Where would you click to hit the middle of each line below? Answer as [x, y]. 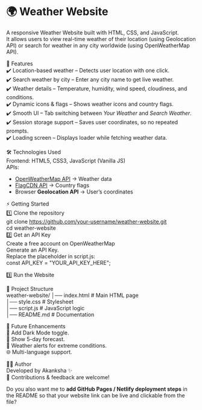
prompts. [17, 131]
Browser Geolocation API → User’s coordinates [74, 192]
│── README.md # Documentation [50, 314]
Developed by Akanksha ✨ [39, 370]
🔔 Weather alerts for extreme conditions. [57, 345]
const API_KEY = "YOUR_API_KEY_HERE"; [58, 262]
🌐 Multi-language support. [39, 352]
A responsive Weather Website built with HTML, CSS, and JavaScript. [93, 32]
